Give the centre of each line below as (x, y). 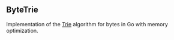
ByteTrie (22, 10)
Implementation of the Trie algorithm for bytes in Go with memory (87, 24)
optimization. (22, 30)
